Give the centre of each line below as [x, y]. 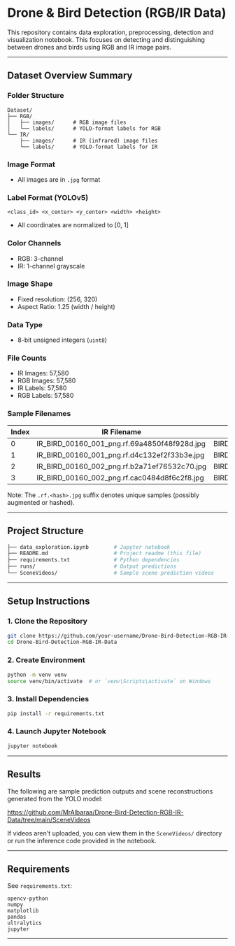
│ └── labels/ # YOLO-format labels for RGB [84, 128]
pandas [17, 917]
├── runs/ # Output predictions [92, 567]
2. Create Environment [46, 660]
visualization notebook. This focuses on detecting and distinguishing [106, 39]
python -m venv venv [37, 675]
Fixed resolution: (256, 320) [57, 299]
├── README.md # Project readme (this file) [104, 554]
